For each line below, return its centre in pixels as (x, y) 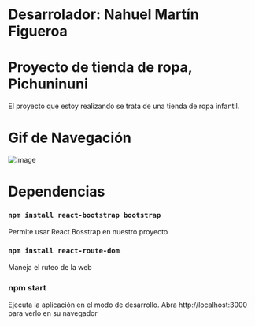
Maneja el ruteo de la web (50, 267)
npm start (28, 287)
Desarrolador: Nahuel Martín (103, 15)
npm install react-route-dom (64, 251)
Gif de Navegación (70, 138)
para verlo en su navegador (53, 313)
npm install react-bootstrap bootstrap (85, 215)
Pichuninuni (48, 84)
